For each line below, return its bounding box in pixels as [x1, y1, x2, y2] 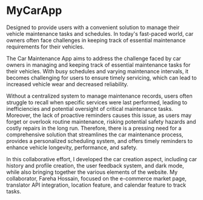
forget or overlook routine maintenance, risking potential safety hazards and [6, 118, 196, 125]
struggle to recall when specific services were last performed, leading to [6, 98, 188, 106]
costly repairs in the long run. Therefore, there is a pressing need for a [6, 124, 182, 132]
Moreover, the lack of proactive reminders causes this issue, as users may [6, 112, 192, 119]
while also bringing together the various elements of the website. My [6, 168, 178, 176]
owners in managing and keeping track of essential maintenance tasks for [6, 61, 191, 68]
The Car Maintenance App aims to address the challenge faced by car [6, 55, 182, 62]
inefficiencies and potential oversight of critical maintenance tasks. [6, 105, 174, 112]
